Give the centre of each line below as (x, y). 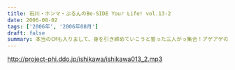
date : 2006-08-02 (33, 20)
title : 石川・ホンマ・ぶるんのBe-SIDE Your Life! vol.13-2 (89, 14)
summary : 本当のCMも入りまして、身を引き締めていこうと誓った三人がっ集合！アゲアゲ (115, 40)
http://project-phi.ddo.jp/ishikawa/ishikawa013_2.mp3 (85, 59)
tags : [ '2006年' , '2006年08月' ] (53, 26)
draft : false (26, 33)
